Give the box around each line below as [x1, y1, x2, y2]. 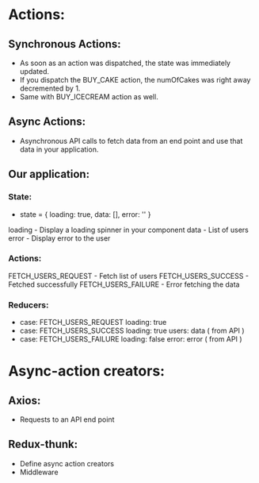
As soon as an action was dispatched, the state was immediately [19, 58, 231, 68]
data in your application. [19, 145, 99, 154]
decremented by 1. [19, 83, 81, 93]
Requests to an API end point [19, 415, 115, 424]
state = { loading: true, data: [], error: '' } [19, 209, 151, 219]
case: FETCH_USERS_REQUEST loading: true [19, 318, 167, 327]
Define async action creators [19, 458, 115, 468]
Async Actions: [8, 115, 86, 129]
